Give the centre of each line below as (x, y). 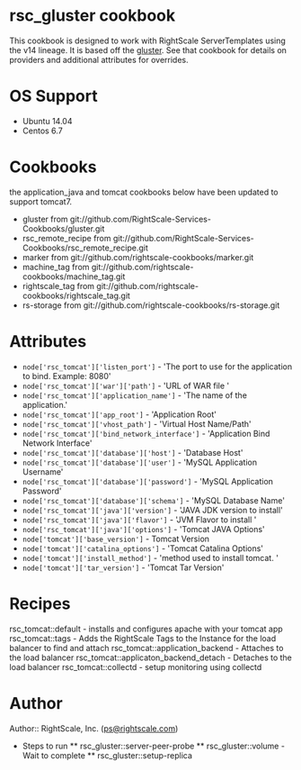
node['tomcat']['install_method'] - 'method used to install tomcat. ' (150, 557)
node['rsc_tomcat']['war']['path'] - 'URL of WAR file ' (126, 385)
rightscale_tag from (58, 285)
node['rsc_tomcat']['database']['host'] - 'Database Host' (133, 452)
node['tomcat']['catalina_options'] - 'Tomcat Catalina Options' (142, 548)
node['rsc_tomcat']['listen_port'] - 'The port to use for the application (157, 367)
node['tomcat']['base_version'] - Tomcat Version (115, 539)
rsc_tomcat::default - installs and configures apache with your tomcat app (146, 629)
